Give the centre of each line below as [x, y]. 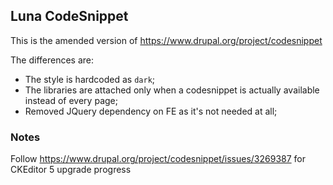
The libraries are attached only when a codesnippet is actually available [172, 90]
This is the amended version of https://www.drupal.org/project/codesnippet [166, 40]
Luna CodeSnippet [69, 16]
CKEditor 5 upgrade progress [71, 170]
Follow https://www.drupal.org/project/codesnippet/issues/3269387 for [158, 159]
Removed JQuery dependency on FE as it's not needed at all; [151, 111]
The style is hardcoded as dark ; [90, 79]
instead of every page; [71, 100]
